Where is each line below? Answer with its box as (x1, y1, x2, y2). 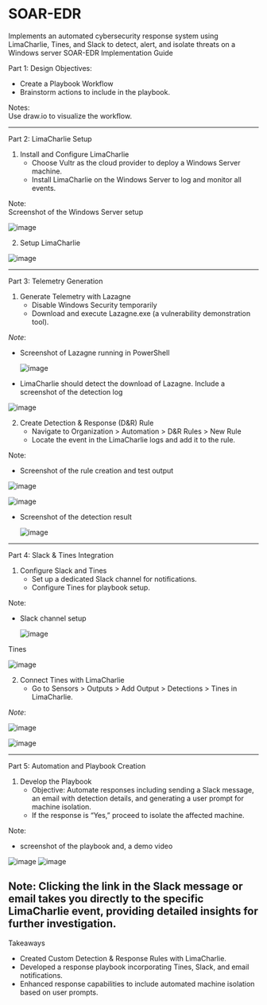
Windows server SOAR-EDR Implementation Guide (8, 48, 173, 57)
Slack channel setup (19, 614, 87, 623)
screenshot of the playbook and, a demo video (19, 841, 173, 851)
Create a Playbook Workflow (19, 79, 114, 88)
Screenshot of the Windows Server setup (8, 207, 144, 216)
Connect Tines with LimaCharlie (19, 675, 125, 684)
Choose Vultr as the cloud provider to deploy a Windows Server (31, 158, 241, 167)
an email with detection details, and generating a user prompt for (31, 793, 244, 803)
